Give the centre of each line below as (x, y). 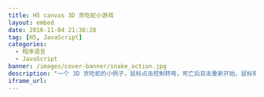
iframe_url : (27, 81)
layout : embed (31, 23)
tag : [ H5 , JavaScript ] (45, 37)
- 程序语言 (31, 52)
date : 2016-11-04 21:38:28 (52, 30)
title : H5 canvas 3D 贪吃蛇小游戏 (61, 15)
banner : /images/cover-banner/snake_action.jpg (88, 66)
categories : (27, 45)
